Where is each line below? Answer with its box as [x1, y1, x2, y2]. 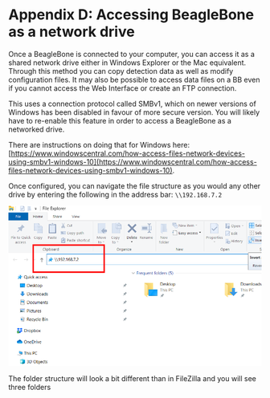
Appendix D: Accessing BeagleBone [8, 6, 255, 24]
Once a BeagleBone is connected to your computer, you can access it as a [8, 49, 256, 59]
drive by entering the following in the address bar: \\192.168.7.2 [8, 189, 223, 199]
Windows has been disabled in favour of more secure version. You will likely [8, 107, 260, 117]
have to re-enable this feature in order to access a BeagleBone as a [8, 116, 231, 125]
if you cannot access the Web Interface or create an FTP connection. [8, 83, 237, 93]
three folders [8, 382, 51, 392]
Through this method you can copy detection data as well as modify [8, 66, 234, 75]
